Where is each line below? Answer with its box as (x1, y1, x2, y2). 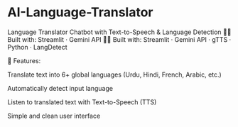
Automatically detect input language (7, 84, 114, 92)
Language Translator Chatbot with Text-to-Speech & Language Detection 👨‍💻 (7, 28, 232, 36)
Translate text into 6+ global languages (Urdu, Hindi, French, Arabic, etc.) (7, 70, 222, 79)
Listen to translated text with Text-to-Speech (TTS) (7, 97, 157, 106)
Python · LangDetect (7, 43, 67, 51)
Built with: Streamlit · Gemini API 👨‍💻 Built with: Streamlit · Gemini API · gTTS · (7, 35, 232, 43)
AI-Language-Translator (7, 4, 153, 21)
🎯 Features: (7, 56, 41, 65)
